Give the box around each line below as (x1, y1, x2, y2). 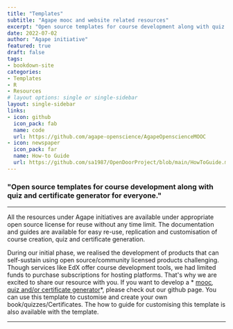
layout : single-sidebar (7, 101, 76, 108)
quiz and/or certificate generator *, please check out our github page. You (7, 286, 217, 294)
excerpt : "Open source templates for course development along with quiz (7, 23, 225, 30)
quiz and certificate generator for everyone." (7, 191, 162, 200)
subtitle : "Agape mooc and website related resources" (7, 17, 169, 24)
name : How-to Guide (13, 152, 70, 160)
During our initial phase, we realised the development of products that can (7, 248, 220, 257)
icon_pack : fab (13, 120, 58, 127)
